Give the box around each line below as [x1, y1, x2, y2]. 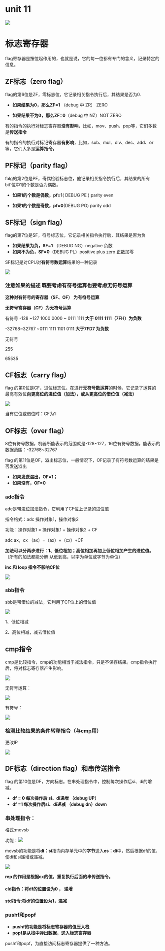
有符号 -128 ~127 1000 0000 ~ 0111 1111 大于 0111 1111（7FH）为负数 [5, 315, 142, 321]
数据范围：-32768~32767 [5, 447, 58, 453]
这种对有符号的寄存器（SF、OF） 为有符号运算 [5, 294, 99, 300]
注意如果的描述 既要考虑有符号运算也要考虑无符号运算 [5, 282, 132, 289]
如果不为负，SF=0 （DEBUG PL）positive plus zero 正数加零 [12, 249, 134, 255]
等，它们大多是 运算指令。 [5, 145, 57, 151]
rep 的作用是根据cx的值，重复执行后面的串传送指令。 [5, 874, 113, 880]
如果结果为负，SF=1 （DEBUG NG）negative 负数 [12, 243, 113, 249]
